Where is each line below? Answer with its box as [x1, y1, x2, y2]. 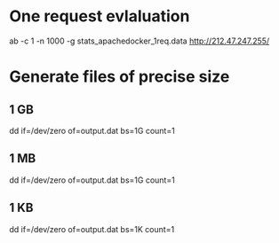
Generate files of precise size [9, 67, 230, 87]
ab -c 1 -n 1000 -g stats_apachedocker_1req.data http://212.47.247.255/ [9, 35, 270, 46]
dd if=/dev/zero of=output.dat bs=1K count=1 [9, 223, 175, 234]
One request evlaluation [9, 6, 190, 27]
